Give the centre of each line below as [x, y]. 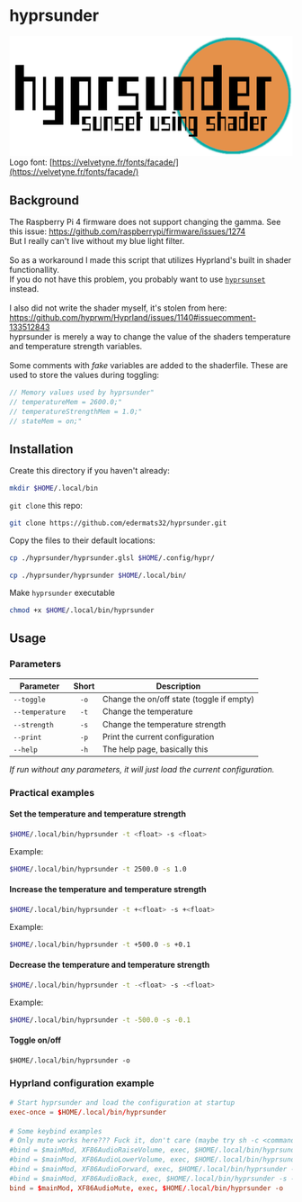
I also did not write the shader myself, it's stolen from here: [118, 308]
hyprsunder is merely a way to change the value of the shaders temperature [150, 336]
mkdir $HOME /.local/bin [54, 488]
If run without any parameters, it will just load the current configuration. [142, 769]
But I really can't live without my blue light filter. [97, 240]
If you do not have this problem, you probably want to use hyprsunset [138, 279]
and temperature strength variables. [76, 346]
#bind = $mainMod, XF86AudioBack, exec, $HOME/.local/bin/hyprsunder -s [148, 1179]
